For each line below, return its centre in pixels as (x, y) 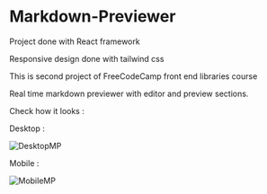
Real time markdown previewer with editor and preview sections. (129, 93)
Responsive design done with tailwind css (87, 58)
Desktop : (27, 128)
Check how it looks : (47, 110)
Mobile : (24, 163)
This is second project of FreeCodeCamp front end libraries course (133, 76)
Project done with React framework (75, 41)
